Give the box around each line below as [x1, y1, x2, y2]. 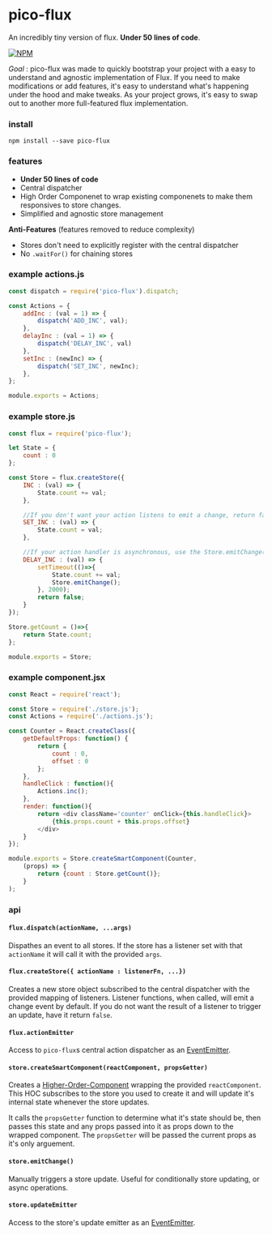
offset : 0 [51, 757, 89, 765]
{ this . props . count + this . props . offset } [51, 817, 190, 826]
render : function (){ [23, 802, 92, 811]
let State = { [8, 444, 57, 452]
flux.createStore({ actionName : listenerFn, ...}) [8, 968, 186, 976]
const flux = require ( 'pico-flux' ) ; [8, 429, 132, 438]
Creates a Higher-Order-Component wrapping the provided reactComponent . [8, 1080, 261, 1090]
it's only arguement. [8, 1139, 75, 1148]
